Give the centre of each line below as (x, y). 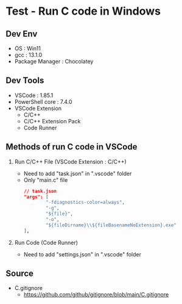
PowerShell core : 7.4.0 (43, 101)
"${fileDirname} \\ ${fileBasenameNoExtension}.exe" (111, 225)
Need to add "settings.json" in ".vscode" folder (82, 254)
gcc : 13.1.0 (28, 55)
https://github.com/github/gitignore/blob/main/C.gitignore (96, 295)
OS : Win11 (27, 48)
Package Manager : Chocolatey (54, 61)
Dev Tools (25, 81)
